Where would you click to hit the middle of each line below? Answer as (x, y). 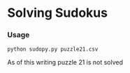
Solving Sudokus (58, 13)
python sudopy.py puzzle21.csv (53, 49)
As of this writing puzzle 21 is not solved (65, 62)
